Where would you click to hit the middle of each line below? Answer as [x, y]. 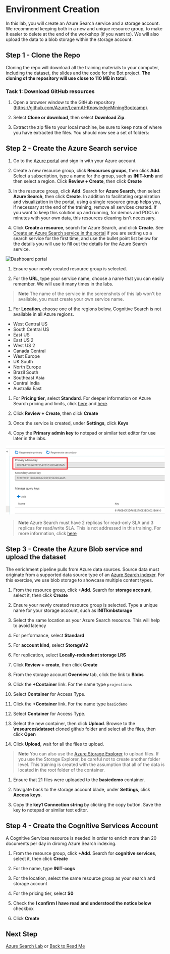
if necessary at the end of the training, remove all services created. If [85, 207]
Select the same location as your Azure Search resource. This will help [87, 620]
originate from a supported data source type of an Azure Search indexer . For [85, 575]
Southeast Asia [29, 377]
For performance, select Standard [49, 635]
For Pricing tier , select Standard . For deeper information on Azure [82, 398]
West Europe [26, 356]
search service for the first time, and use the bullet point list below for [86, 238]
